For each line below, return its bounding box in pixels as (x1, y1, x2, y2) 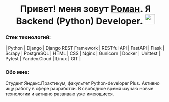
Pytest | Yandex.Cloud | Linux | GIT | (5, 56, 81, 62)
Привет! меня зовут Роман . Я (20, 3, 151, 15)
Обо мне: (5, 69, 30, 76)
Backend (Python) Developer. (16, 16, 143, 27)
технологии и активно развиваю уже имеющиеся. (5, 91, 115, 97)
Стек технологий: (5, 33, 51, 41)
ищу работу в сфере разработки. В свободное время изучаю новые (5, 85, 154, 91)
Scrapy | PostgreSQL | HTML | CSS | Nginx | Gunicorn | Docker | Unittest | (5, 50, 160, 56)
